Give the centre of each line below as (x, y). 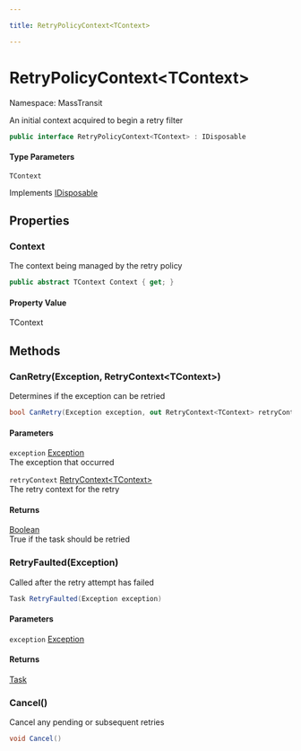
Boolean (25, 530)
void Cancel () (36, 739)
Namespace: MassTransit (56, 102)
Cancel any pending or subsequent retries (87, 722)
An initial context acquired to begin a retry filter (96, 120)
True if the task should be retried (70, 539)
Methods (35, 351)
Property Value (38, 303)
